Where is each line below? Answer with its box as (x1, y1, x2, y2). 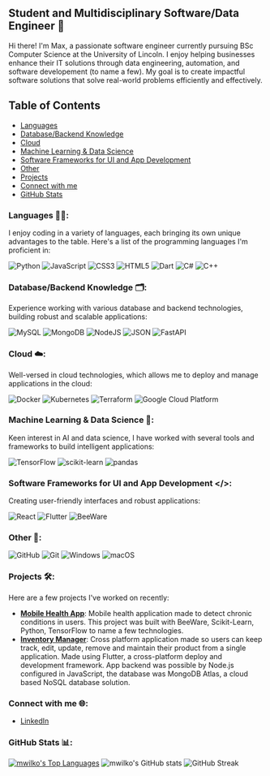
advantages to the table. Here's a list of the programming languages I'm (8, 236, 249, 246)
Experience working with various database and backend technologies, (8, 304, 243, 313)
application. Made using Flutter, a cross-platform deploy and (19, 651, 223, 661)
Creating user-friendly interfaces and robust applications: (8, 496, 201, 506)
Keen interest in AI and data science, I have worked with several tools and (8, 433, 255, 442)
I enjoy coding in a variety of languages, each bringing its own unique (8, 227, 241, 238)
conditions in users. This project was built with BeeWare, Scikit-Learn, (19, 617, 255, 627)
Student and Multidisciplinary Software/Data (8, 6, 239, 20)
